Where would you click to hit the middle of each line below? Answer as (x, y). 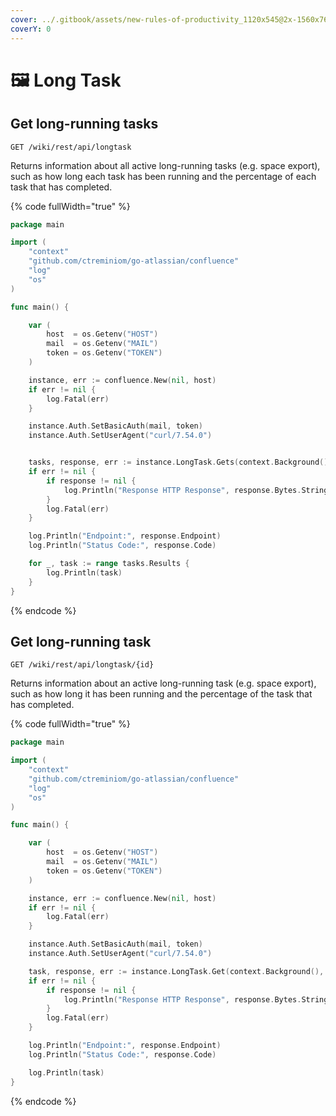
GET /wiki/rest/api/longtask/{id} (82, 665)
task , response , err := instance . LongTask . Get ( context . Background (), (176, 971)
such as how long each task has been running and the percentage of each (163, 176)
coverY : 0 (31, 29)
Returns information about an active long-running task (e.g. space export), (163, 683)
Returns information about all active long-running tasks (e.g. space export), (165, 165)
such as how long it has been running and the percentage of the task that (161, 694)
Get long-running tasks (84, 124)
